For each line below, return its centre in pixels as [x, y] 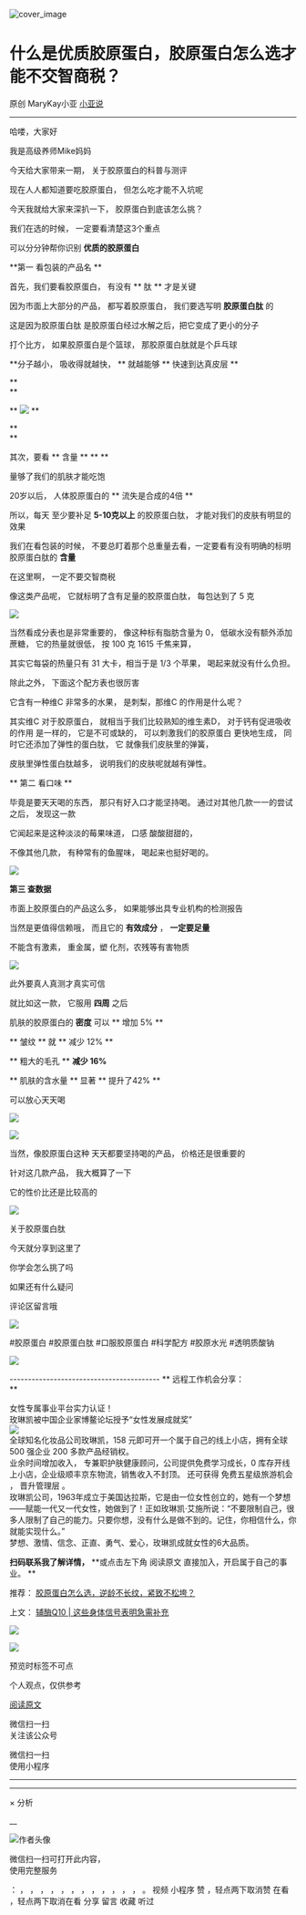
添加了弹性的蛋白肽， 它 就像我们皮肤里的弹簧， [123, 744]
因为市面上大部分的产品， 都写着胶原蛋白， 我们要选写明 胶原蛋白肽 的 [142, 305]
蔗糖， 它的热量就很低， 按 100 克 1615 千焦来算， [103, 644]
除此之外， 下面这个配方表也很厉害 [74, 682]
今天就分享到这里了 [46, 1247]
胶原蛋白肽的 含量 [42, 557]
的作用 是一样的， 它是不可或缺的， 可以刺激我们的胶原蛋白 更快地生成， [146, 732]
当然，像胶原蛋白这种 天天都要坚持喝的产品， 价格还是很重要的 [127, 1153]
